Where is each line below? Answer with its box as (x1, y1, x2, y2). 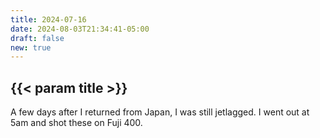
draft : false (10, 33, 65, 43)
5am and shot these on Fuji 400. (10, 117, 143, 129)
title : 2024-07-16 (10, 14, 87, 25)
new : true (10, 42, 52, 53)
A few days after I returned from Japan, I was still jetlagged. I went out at (10, 106, 310, 118)
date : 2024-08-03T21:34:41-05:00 (10, 24, 150, 34)
